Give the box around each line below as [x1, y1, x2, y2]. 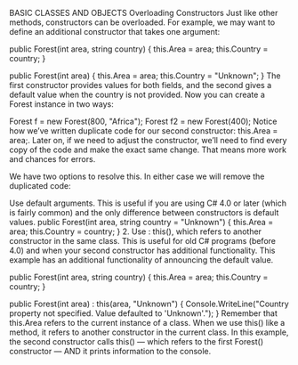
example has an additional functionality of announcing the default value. [9, 255, 274, 265]
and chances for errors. [9, 154, 96, 164]
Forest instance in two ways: [9, 99, 114, 109]
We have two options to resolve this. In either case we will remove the [9, 171, 265, 182]
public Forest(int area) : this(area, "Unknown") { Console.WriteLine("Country [9, 298, 289, 309]
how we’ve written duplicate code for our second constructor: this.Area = [9, 126, 278, 136]
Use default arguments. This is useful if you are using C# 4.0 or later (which [9, 198, 287, 208]
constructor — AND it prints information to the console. [9, 346, 212, 356]
